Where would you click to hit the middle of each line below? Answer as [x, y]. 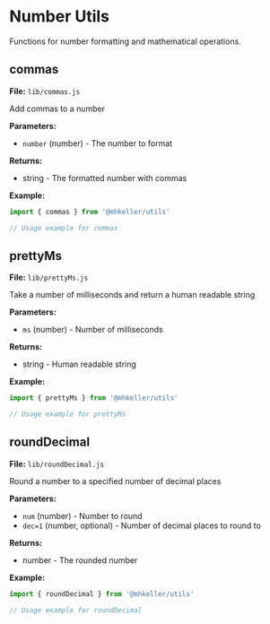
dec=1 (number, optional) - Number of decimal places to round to [142, 525]
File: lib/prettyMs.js [49, 277]
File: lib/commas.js [45, 91]
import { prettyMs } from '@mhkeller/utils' [94, 398]
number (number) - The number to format [97, 143]
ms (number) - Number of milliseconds [92, 330]
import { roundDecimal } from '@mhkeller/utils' [102, 594]
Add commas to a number [57, 108]
